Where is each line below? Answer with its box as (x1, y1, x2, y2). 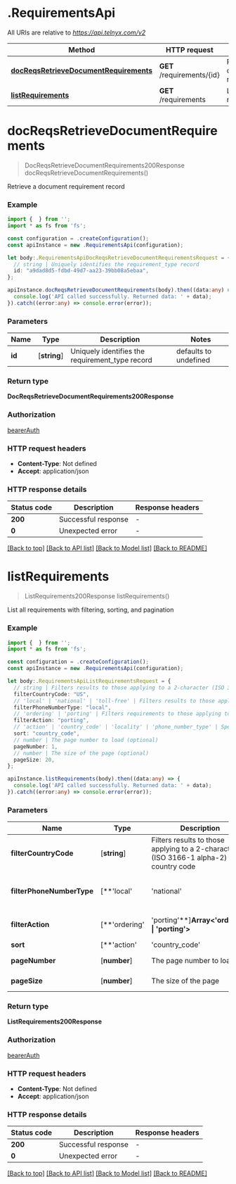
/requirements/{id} (159, 70, 220, 80)
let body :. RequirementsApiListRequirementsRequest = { (7, 678, 171, 685)
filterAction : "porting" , (13, 717, 90, 724)
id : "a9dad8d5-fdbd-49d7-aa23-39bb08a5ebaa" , (13, 267, 150, 275)
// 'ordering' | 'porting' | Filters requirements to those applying (13, 710, 221, 717)
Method (68, 44, 96, 54)
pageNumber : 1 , (13, 743, 58, 750)
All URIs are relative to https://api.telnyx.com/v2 (7, 28, 146, 37)
